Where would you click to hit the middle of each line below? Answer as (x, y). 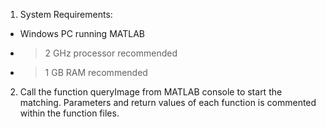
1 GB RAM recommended (96, 72)
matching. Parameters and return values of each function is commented (168, 102)
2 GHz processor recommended (111, 53)
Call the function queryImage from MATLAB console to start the (151, 92)
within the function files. (69, 113)
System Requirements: (66, 14)
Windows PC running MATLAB (82, 33)
